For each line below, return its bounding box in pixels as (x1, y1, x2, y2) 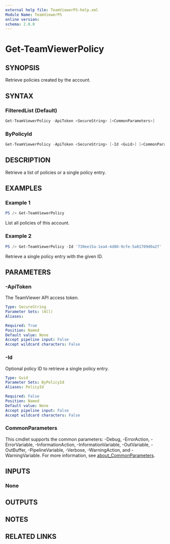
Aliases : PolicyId (5, 385, 44, 390)
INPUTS (5, 467, 30, 476)
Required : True (5, 323, 37, 328)
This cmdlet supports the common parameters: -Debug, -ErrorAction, (5, 436, 150, 442)
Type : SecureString (5, 305, 47, 310)
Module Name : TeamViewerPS (5, 12, 62, 17)
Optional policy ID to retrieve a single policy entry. (5, 366, 109, 372)
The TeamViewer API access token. (5, 295, 79, 301)
